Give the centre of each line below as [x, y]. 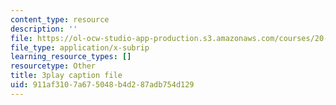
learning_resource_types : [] [71, 57]
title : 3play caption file [66, 76]
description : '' [44, 29]
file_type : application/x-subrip [80, 47]
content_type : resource [60, 19]
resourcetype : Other [53, 66]
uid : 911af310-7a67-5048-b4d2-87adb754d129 [102, 85]
